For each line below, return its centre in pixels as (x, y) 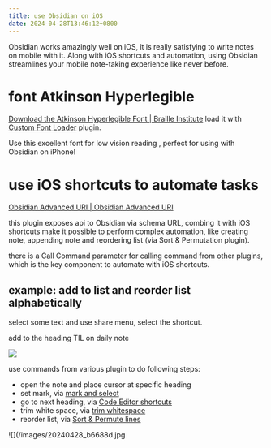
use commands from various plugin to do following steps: (104, 369)
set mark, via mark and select (69, 394)
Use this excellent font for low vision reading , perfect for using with (122, 144)
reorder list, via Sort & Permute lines (80, 420)
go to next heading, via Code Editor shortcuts (96, 402)
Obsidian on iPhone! (42, 152)
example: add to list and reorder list (99, 290)
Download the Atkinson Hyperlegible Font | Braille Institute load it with (125, 119)
